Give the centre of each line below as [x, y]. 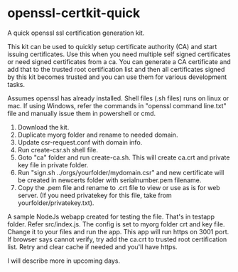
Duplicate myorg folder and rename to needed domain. [98, 135]
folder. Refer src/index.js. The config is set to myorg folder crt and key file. [116, 224]
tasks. [16, 84]
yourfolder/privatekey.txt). [56, 203]
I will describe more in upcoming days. [64, 261]
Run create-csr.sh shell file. [58, 150]
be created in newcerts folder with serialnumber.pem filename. [109, 180]
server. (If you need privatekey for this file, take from [94, 195]
